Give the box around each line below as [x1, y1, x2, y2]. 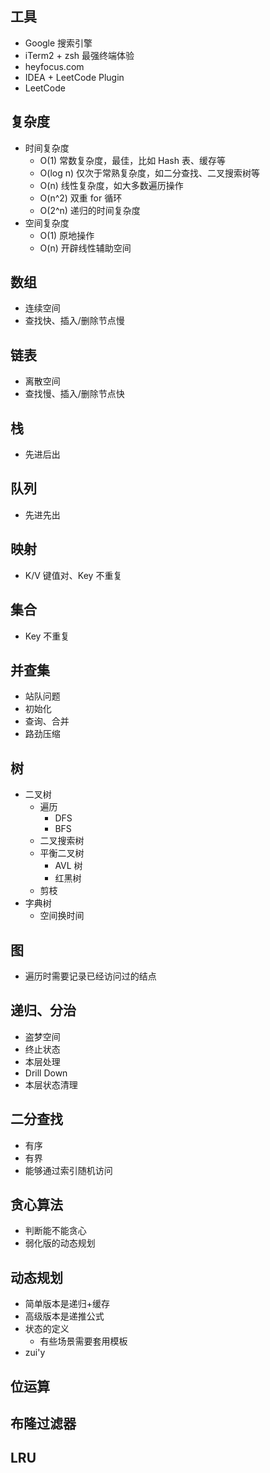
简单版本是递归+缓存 [24, 1298, 111, 1310]
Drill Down [24, 1067, 68, 1079]
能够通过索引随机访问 [24, 1164, 113, 1176]
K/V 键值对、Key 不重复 [24, 569, 123, 581]
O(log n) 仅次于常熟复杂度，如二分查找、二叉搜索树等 [39, 167, 261, 179]
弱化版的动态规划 [24, 1237, 96, 1249]
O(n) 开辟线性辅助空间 [39, 242, 132, 254]
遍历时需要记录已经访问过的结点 [24, 970, 157, 982]
